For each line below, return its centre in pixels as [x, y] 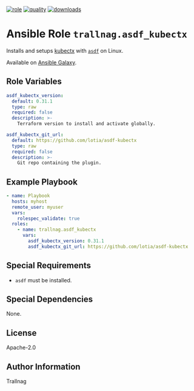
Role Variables [34, 82]
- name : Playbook [28, 196]
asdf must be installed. [43, 280]
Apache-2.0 [21, 348]
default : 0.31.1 [32, 101]
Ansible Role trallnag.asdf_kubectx [97, 34]
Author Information [43, 366]
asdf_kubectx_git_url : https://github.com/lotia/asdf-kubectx [108, 246]
